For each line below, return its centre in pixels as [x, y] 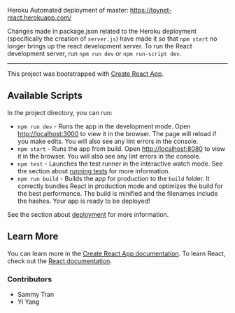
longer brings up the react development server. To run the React [100, 46]
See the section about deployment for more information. [88, 214]
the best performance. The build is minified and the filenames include [117, 193]
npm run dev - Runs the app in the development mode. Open [104, 126]
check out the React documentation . [59, 261]
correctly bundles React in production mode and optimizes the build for [120, 186]
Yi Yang [28, 302]
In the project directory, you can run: [60, 112]
